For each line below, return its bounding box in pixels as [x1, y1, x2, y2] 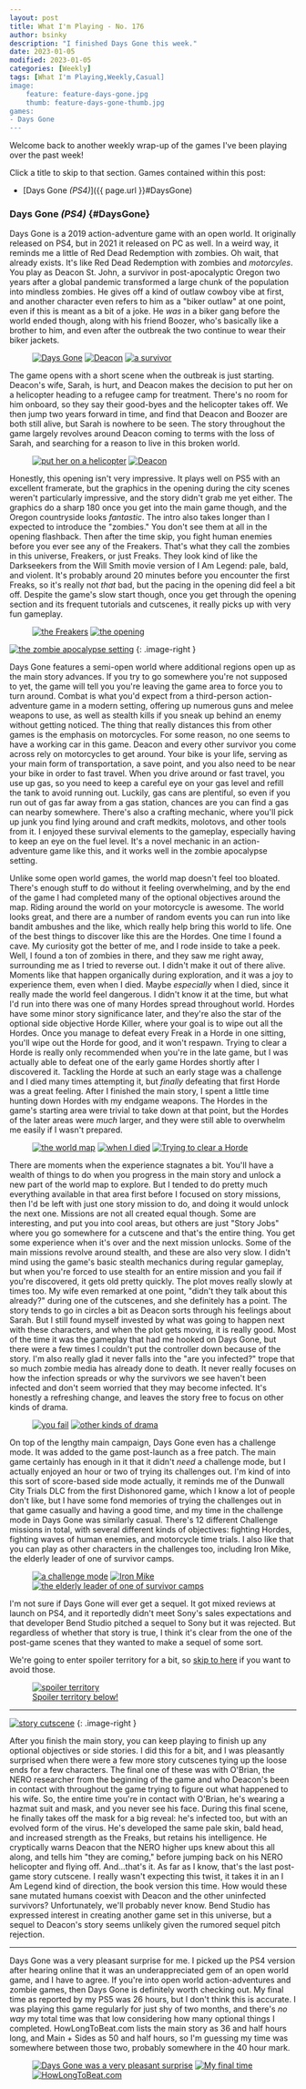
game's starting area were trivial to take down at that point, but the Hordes [9, 1105, 289, 1116]
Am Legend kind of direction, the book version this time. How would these [9, 1880, 288, 1891]
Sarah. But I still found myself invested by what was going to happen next [9, 1315, 285, 1326]
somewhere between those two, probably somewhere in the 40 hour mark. [9, 2043, 291, 2053]
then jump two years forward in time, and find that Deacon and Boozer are [9, 409, 289, 420]
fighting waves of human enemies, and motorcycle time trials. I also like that [9, 1534, 294, 1545]
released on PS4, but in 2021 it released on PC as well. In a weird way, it [9, 238, 280, 249]
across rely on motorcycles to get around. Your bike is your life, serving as [9, 749, 289, 760]
